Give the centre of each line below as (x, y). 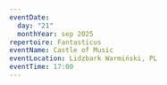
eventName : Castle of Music (62, 50)
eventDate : (29, 17)
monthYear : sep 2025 (55, 34)
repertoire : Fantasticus (55, 42)
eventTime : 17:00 (42, 67)
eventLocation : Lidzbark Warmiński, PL (83, 58)
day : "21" (35, 26)
